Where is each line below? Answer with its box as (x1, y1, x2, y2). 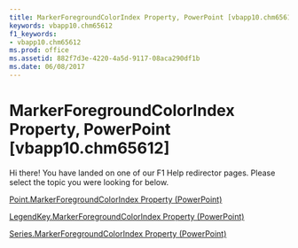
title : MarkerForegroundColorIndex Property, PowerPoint (9, 12, 224, 22)
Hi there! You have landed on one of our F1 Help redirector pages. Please (9, 167, 276, 178)
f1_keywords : (9, 29, 58, 38)
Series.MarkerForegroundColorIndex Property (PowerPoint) (9, 228, 227, 239)
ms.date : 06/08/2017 (9, 63, 86, 72)
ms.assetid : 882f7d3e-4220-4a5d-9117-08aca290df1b (9, 54, 200, 63)
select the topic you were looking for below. (9, 176, 169, 187)
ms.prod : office (9, 46, 69, 55)
